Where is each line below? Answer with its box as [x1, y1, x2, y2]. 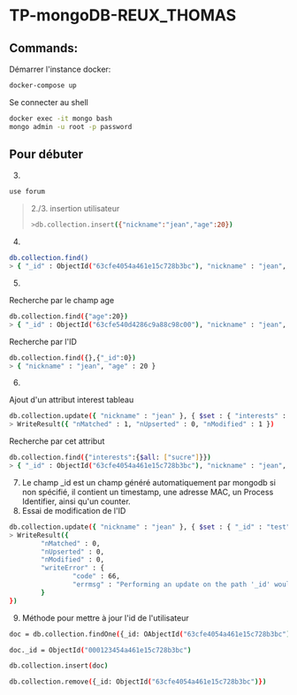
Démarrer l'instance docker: [9, 64, 111, 74]
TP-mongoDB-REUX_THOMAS [9, 5, 237, 26]
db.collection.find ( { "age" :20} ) [9, 311, 128, 321]
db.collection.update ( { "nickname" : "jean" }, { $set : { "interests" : [9, 412, 287, 421]
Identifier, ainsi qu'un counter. [21, 496, 131, 507]
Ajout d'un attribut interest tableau [9, 394, 134, 405]
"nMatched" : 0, [41, 538, 101, 548]
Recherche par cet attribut [9, 436, 105, 447]
